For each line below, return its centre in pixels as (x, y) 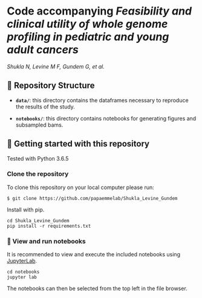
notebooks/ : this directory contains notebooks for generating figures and (106, 118)
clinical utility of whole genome (87, 24)
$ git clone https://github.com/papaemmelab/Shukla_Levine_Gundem (92, 198)
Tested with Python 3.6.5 (38, 158)
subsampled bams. (39, 125)
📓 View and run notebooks (47, 241)
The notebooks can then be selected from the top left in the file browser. (97, 288)
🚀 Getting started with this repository (78, 144)
